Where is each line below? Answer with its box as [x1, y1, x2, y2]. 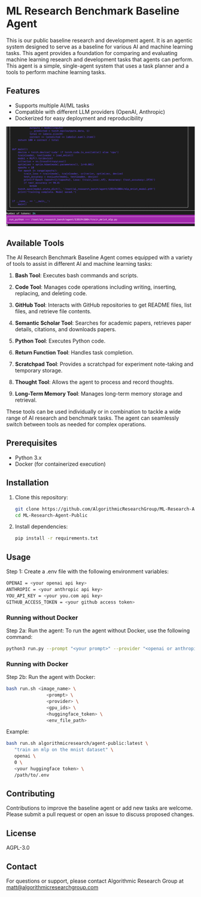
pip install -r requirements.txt [14, 535, 99, 541]
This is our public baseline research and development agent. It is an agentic [6, 37, 193, 44]
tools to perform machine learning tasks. [6, 68, 106, 75]
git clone [14, 506, 40, 512]
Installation [6, 478, 49, 488]
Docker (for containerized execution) [14, 460, 106, 468]
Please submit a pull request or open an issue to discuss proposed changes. [6, 811, 194, 818]
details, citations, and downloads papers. [14, 326, 117, 333]
